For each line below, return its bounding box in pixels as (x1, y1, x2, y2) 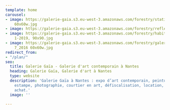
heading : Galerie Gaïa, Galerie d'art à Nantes (10, 69, 112, 74)
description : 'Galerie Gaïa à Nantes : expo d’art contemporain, (10, 78, 151, 83)
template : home (5, 7, 37, 13)
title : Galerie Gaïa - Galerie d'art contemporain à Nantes (10, 64, 139, 69)
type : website (10, 74, 39, 79)
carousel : (5, 12, 26, 17)
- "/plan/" (5, 54, 28, 60)
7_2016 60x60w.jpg (14, 45, 53, 50)
